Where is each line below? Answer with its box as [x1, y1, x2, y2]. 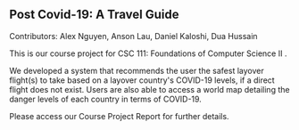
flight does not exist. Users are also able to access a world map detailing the [9, 84, 290, 94]
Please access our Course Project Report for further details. [9, 110, 229, 121]
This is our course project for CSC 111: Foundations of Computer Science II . [9, 48, 287, 59]
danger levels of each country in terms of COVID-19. [9, 93, 203, 104]
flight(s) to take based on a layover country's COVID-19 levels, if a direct [9, 75, 275, 85]
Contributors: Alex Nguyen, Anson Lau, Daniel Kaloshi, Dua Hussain [9, 30, 258, 41]
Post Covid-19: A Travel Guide [9, 7, 180, 22]
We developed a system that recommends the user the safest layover [9, 65, 265, 76]
